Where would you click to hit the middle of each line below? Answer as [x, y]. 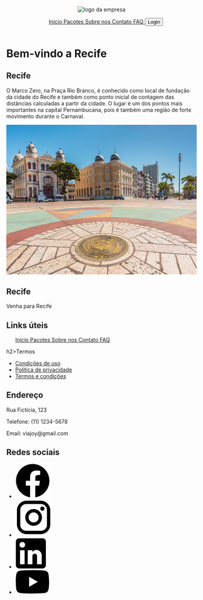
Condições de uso [38, 363]
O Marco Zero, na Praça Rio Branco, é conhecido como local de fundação [98, 90]
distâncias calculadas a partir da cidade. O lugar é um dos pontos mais [95, 103]
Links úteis [27, 325]
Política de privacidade [43, 370]
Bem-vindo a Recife [57, 53]
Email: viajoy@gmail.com [37, 433]
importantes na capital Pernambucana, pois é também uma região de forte [99, 110]
